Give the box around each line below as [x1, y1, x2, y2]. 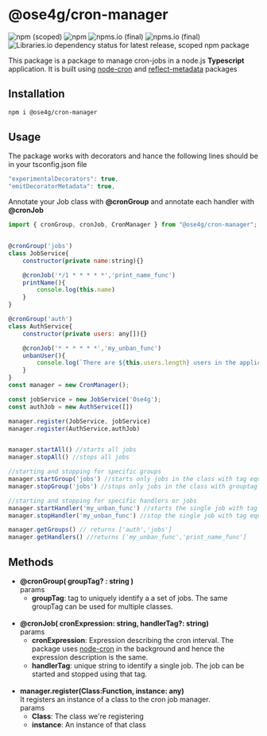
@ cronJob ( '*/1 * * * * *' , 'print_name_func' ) [22, 271, 176, 279]
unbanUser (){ [22, 351, 66, 359]
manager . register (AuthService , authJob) [8, 424, 141, 432]
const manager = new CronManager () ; [8, 382, 130, 389]
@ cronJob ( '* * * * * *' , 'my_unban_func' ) [22, 344, 161, 352]
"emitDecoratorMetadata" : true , [8, 183, 115, 191]
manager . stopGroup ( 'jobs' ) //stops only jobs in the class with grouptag [8, 482, 258, 490]
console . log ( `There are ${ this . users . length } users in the [37, 359, 237, 367]
